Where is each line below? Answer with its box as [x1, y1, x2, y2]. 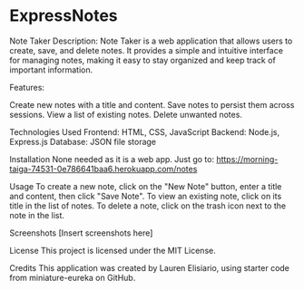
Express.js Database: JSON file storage [9, 136, 157, 147]
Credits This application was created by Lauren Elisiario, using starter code [9, 262, 290, 273]
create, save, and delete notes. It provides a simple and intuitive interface [9, 44, 284, 55]
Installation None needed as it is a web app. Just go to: [9, 153, 215, 164]
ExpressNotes [9, 5, 118, 26]
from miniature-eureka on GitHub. [9, 272, 136, 283]
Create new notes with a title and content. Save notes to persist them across [9, 99, 295, 110]
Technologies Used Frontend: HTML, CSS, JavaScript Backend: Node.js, [9, 126, 279, 137]
